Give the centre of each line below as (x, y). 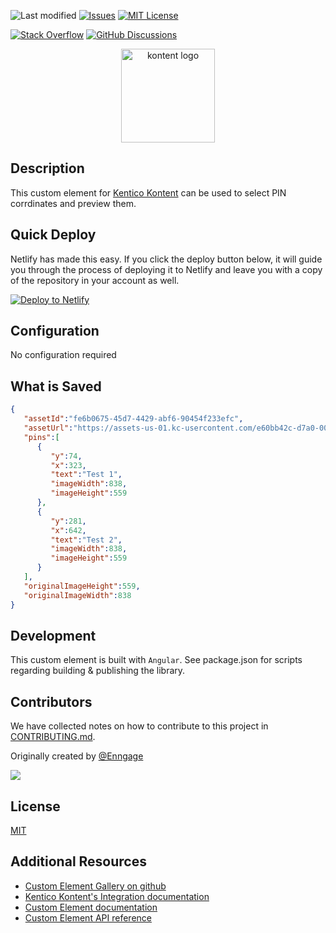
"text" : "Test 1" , (86, 475)
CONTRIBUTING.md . (53, 737)
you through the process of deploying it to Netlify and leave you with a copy (166, 269)
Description (47, 168)
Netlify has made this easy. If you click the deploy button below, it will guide (166, 259)
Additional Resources (78, 861)
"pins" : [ (41, 437)
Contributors (51, 701)
